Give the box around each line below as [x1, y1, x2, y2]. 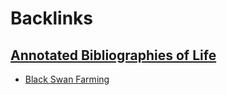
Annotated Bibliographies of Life [10, 47, 217, 64]
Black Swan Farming [24, 73, 110, 85]
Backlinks [10, 7, 94, 30]
